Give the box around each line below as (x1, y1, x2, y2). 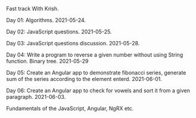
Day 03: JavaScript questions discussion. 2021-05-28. (6, 40, 140, 46)
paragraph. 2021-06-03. (6, 94, 66, 100)
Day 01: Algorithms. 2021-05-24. (6, 17, 86, 23)
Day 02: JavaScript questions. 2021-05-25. (6, 28, 112, 35)
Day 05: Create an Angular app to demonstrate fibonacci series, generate (6, 69, 186, 76)
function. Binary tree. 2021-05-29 (6, 58, 89, 64)
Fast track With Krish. (6, 5, 59, 12)
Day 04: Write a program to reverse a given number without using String (6, 51, 183, 58)
